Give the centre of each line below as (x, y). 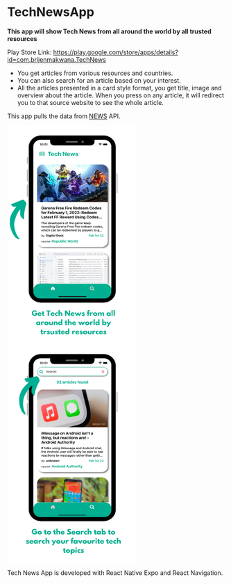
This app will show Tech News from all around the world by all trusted (109, 31)
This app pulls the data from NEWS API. (64, 116)
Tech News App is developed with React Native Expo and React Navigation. (115, 573)
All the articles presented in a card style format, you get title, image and (119, 88)
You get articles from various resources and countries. (95, 73)
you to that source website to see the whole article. (91, 102)
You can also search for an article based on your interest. (99, 80)
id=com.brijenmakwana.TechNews (57, 59)
